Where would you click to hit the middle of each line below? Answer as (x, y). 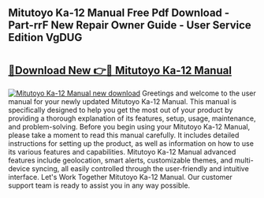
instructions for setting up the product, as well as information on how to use (131, 144)
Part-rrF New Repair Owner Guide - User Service (130, 26)
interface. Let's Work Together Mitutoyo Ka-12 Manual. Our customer (120, 177)
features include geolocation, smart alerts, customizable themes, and (121, 160)
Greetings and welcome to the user (199, 93)
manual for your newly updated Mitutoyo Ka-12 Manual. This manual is (123, 101)
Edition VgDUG (45, 37)
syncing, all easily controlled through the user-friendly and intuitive (140, 168)
